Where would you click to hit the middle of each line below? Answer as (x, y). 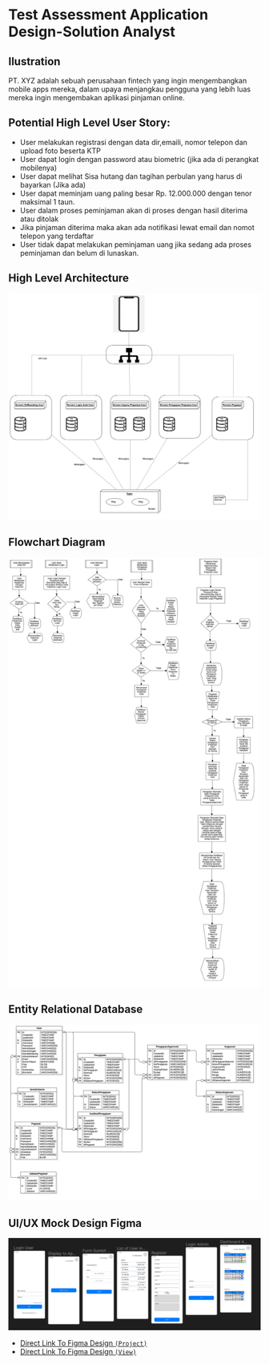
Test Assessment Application (108, 15)
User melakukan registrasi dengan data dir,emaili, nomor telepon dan (134, 142)
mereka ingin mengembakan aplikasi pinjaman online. (97, 97)
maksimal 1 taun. (47, 201)
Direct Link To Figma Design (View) (78, 1351)
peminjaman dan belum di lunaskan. (79, 253)
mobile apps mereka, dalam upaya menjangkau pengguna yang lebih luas (129, 89)
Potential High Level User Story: (89, 123)
